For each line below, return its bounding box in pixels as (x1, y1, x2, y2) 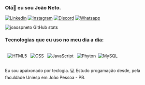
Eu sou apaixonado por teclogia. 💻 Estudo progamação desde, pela (5, 68, 141, 73)
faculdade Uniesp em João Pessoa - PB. (5, 74, 86, 81)
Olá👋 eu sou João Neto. (5, 4, 61, 11)
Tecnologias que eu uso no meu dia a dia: (5, 36, 104, 43)
